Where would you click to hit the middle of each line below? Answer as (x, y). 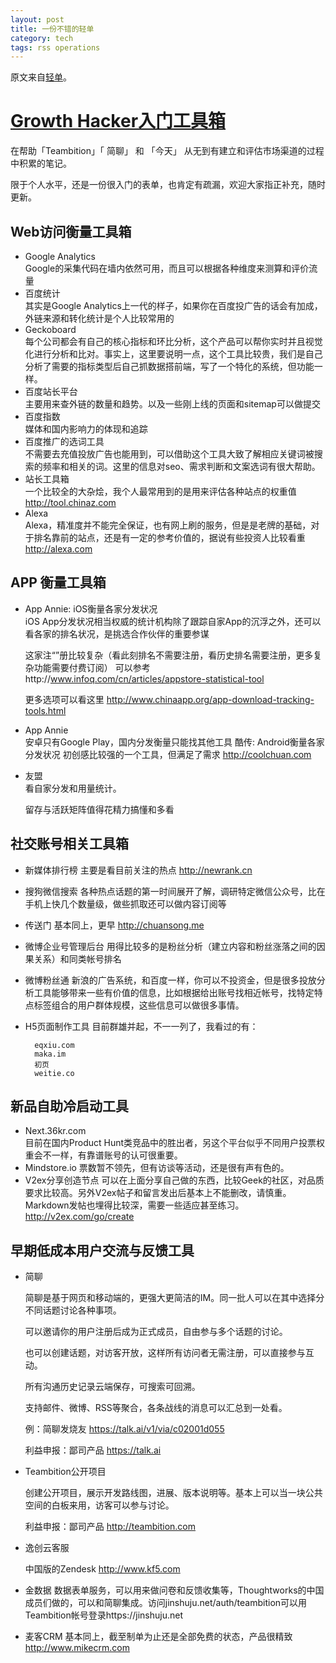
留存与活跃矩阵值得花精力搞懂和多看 (99, 809)
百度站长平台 (51, 391)
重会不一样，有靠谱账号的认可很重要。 (103, 1155)
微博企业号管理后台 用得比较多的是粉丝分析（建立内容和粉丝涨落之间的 (170, 946)
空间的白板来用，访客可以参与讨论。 (99, 1505)
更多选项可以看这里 (64, 699)
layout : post (37, 19)
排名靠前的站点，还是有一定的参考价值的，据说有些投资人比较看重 (169, 537)
